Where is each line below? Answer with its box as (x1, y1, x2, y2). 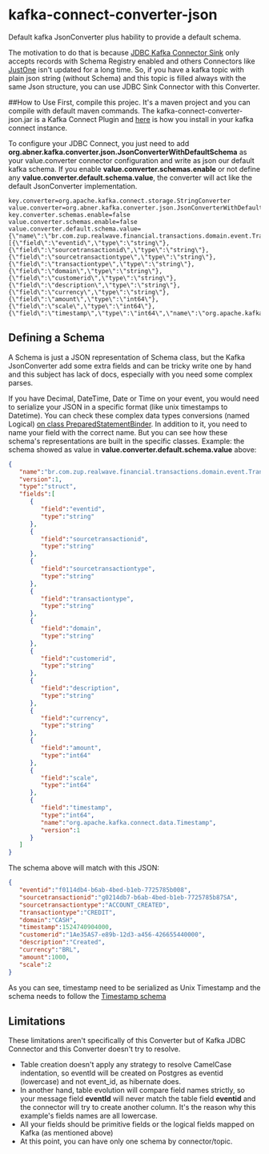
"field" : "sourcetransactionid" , (40, 535, 149, 543)
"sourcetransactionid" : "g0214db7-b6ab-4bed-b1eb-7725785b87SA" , (18, 893, 239, 901)
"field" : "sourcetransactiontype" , (40, 565, 156, 573)
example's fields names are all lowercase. (19, 1111, 158, 1121)
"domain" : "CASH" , (18, 915, 78, 924)
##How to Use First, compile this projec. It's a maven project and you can (8, 97, 251, 107)
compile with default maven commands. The (8, 106, 155, 116)
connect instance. (8, 123, 68, 133)
